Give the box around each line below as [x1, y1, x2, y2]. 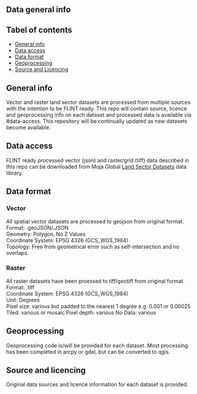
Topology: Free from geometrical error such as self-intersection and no [6, 243, 180, 250]
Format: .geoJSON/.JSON [6, 224, 69, 231]
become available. [6, 124, 51, 131]
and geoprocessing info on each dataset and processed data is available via [6, 111, 192, 118]
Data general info [6, 5, 71, 15]
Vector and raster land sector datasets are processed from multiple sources [6, 99, 191, 106]
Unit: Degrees [6, 296, 40, 303]
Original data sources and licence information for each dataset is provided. [6, 381, 189, 388]
